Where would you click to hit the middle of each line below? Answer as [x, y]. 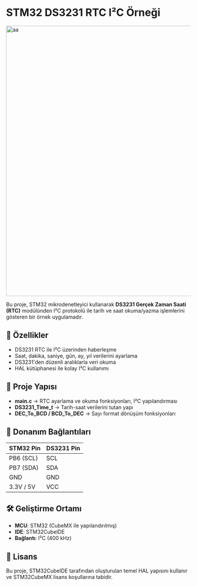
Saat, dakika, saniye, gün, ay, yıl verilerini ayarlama [76, 356]
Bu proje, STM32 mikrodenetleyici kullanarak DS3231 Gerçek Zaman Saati [96, 304]
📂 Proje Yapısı [32, 387]
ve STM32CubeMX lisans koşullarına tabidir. [60, 577]
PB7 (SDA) [24, 468]
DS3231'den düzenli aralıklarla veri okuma [65, 362]
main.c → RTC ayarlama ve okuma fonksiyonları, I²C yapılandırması [96, 401]
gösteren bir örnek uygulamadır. [45, 317]
